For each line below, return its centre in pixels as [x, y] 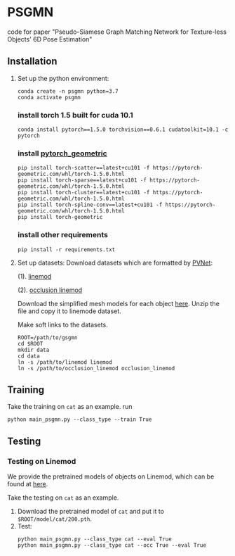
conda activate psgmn [49, 97]
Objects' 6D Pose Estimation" [50, 39]
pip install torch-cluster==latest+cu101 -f [83, 193]
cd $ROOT [30, 343]
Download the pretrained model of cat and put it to [91, 512]
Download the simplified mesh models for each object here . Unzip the [118, 303]
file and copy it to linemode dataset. [69, 311]
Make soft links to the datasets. [62, 324]
